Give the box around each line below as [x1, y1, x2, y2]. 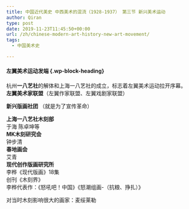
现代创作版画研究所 [6, 161, 54, 168]
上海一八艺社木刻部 [6, 116, 54, 123]
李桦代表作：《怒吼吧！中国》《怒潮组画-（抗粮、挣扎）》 [6, 184, 144, 191]
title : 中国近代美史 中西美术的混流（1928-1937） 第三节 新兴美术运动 [6, 8, 166, 15]
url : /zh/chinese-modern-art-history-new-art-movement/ [6, 32, 150, 38]
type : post [6, 20, 34, 26]
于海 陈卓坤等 [6, 123, 40, 130]
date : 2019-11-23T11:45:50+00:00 [6, 25, 91, 32]
